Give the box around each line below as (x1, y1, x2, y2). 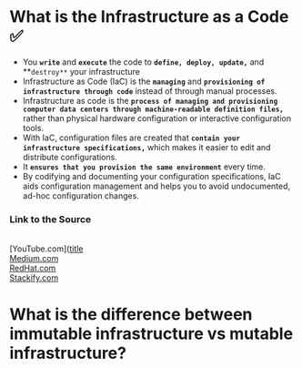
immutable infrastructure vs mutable (9, 323, 294, 344)
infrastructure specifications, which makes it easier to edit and (22, 141, 271, 152)
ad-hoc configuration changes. (22, 189, 139, 201)
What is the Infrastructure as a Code (9, 6, 289, 27)
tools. (22, 122, 44, 133)
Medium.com (9, 253, 59, 264)
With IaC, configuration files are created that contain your (22, 132, 241, 143)
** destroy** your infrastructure (22, 66, 141, 77)
